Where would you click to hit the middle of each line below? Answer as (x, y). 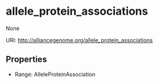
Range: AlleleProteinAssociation (55, 74)
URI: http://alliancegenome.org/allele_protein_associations (79, 40)
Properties (26, 59)
